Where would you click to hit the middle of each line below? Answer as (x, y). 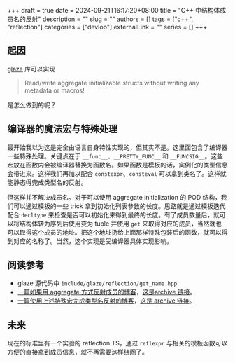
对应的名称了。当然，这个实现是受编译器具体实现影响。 (93, 241)
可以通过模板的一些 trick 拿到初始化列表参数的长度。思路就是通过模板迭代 (119, 206)
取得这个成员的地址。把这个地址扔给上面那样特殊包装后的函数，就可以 (120, 232)
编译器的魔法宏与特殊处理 (62, 129)
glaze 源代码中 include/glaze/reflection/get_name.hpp (97, 283)
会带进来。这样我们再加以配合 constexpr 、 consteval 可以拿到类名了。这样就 (117, 173)
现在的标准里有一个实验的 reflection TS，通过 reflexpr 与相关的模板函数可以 (117, 343)
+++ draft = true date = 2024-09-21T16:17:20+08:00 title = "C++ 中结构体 (114, 10)
